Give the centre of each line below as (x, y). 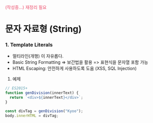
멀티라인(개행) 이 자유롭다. (38, 56)
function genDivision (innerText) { (42, 93)
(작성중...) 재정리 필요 (26, 7)
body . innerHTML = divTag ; (32, 116)
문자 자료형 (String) (43, 29)
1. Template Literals (29, 45)
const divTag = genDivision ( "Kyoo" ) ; (44, 111)
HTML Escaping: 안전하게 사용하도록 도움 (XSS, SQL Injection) (75, 69)
